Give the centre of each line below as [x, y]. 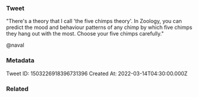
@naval [15, 45]
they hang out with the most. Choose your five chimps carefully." [85, 34]
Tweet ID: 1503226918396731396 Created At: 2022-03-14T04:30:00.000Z [97, 73]
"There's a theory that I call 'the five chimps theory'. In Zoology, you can [94, 21]
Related [17, 89]
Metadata [20, 60]
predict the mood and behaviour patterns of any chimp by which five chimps [99, 27]
